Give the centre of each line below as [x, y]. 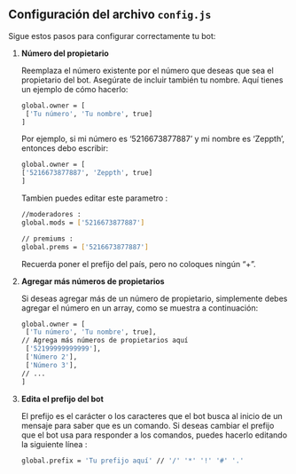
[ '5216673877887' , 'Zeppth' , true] [87, 173]
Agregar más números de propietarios [93, 281]
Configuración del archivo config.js [110, 15]
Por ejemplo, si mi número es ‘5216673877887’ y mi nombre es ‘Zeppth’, [153, 139]
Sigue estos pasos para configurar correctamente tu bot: [112, 36]
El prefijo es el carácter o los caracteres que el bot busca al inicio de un [152, 415]
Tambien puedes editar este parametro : [94, 198]
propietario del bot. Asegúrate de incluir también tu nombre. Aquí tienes [152, 80]
